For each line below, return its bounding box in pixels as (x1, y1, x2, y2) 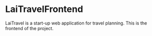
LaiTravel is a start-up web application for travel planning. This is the (5, 20, 147, 26)
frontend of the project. (5, 25, 54, 31)
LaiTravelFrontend (5, 3, 84, 15)
